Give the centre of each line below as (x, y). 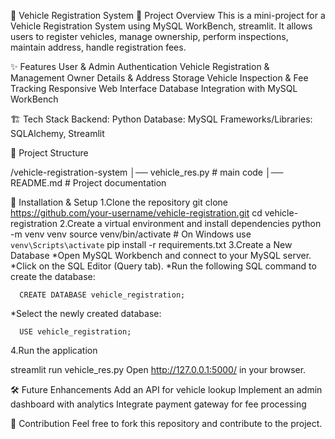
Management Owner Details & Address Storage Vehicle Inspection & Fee (159, 78)
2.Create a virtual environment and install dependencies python (190, 223)
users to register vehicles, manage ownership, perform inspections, (149, 36)
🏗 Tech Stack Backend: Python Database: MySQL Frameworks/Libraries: (161, 119)
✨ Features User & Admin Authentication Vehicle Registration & (140, 66)
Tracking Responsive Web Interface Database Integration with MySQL (154, 88)
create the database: (53, 276)
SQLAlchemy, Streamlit (57, 133)
